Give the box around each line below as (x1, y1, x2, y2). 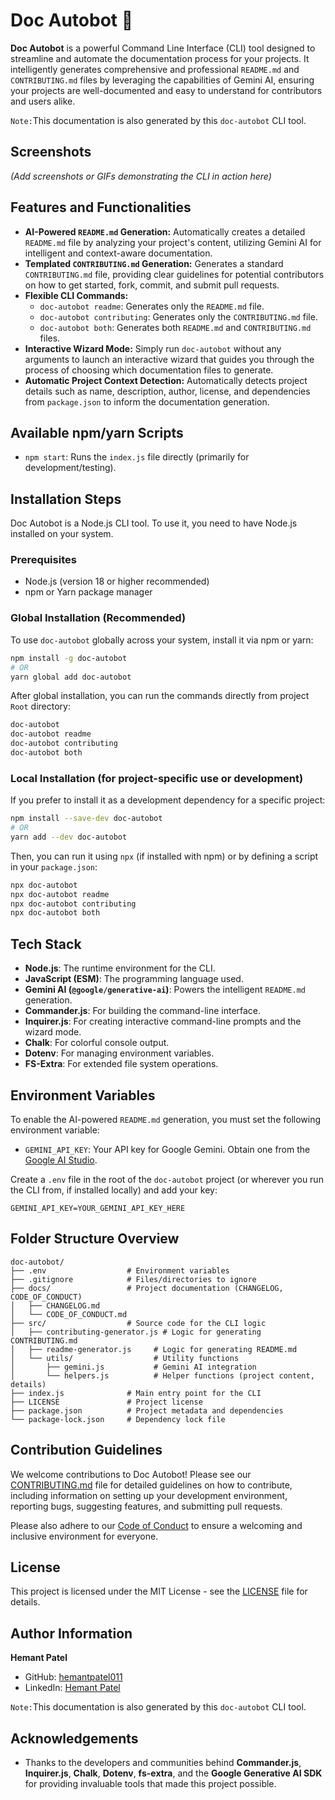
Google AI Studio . (24, 1154, 98, 1166)
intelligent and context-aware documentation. (24, 247, 213, 259)
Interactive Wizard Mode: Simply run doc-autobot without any (24, 342, 282, 354)
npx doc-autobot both (10, 908, 101, 918)
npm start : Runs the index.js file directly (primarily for (24, 451, 250, 463)
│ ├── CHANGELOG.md (10, 1300, 101, 1311)
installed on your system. (10, 528, 114, 540)
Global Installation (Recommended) (10, 611, 187, 625)
